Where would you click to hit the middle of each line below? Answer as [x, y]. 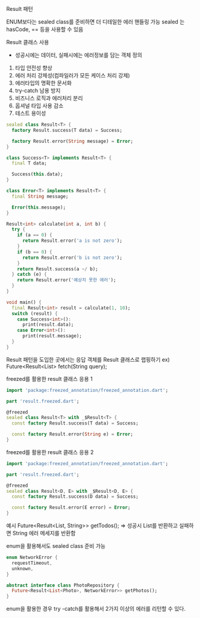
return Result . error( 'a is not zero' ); [72, 241]
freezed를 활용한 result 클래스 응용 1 [49, 379]
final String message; [40, 196]
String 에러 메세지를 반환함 [44, 533]
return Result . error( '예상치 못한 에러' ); [67, 280]
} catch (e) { [29, 275]
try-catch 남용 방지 [38, 90]
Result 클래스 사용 [28, 42]
